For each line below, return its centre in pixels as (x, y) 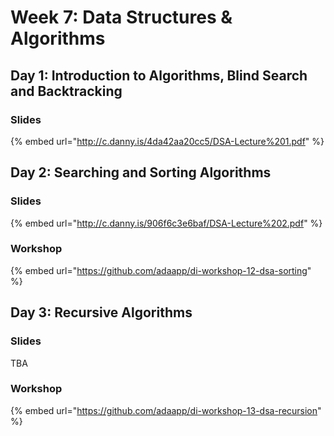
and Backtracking (66, 91)
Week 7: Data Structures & (121, 17)
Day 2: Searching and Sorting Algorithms (141, 172)
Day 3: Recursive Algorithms (101, 312)
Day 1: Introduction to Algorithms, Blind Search (159, 75)
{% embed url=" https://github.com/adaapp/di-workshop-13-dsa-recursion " (166, 410)
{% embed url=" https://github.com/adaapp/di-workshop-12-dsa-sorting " (161, 270)
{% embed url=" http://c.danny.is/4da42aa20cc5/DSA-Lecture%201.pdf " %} (167, 141)
